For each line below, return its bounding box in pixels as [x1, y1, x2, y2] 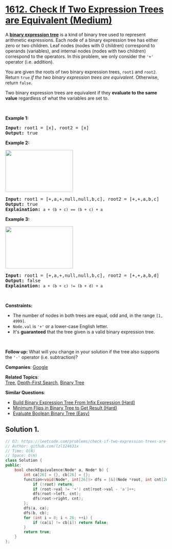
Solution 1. [5, 425, 39, 434]
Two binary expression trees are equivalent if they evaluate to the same [5, 89, 158, 96]
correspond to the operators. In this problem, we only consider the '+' [5, 53, 154, 60]
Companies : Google [5, 364, 48, 370]
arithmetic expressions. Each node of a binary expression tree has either [5, 37, 159, 43]
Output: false [5, 277, 41, 283]
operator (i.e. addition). [5, 59, 54, 65]
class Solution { [5, 458, 42, 463]
